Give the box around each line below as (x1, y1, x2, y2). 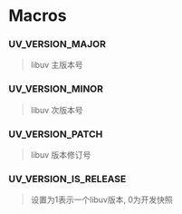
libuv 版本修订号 (30, 150, 91, 160)
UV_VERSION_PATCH (8, 128, 103, 141)
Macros (8, 5, 67, 26)
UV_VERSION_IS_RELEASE (8, 173, 127, 185)
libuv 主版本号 (30, 60, 83, 71)
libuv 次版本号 (30, 104, 83, 115)
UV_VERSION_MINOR (8, 83, 103, 95)
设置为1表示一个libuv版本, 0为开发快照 (30, 194, 173, 205)
